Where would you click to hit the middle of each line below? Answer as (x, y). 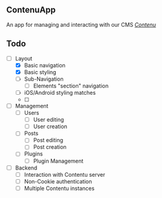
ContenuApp (31, 10)
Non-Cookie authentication (58, 181)
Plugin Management (58, 161)
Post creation (50, 147)
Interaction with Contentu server (65, 174)
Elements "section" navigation (71, 86)
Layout (24, 58)
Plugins (33, 154)
